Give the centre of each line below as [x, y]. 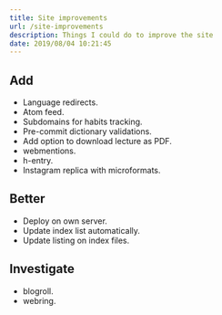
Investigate [42, 269]
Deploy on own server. [65, 221]
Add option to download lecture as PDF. [97, 142]
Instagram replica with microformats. [91, 171]
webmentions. [49, 151]
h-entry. [38, 161]
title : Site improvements [58, 18]
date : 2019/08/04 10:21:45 [61, 43]
